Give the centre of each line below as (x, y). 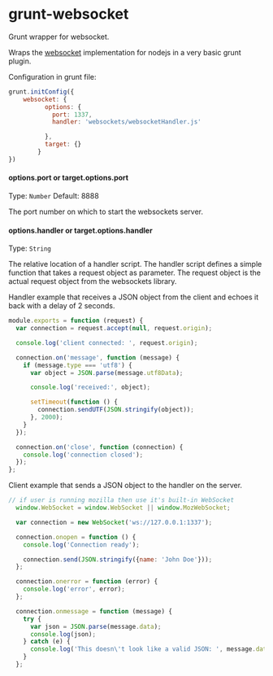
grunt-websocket (69, 14)
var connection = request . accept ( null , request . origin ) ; (114, 329)
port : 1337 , (72, 115)
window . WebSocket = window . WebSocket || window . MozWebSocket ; (123, 508)
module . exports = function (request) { (76, 321)
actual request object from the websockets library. (93, 281)
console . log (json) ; (63, 634)
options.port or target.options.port (68, 178)
